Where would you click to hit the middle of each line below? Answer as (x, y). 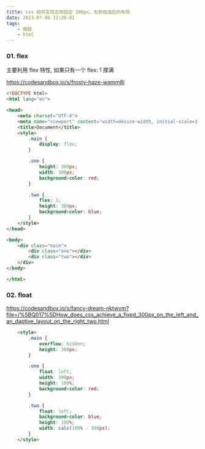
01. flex (17, 56)
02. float (19, 295)
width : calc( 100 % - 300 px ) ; (75, 428)
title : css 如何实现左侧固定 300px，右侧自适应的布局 (68, 12)
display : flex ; (58, 144)
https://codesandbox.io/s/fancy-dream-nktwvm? (68, 308)
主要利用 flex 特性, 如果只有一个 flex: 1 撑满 (60, 70)
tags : (13, 23)
